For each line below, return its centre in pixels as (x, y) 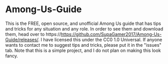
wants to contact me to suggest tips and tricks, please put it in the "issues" (83, 45)
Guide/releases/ (22, 40)
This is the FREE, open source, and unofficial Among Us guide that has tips (83, 23)
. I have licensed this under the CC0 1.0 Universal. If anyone (100, 40)
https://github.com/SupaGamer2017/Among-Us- (111, 34)
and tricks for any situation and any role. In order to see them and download (84, 28)
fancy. (12, 56)
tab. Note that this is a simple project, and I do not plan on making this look (83, 50)
